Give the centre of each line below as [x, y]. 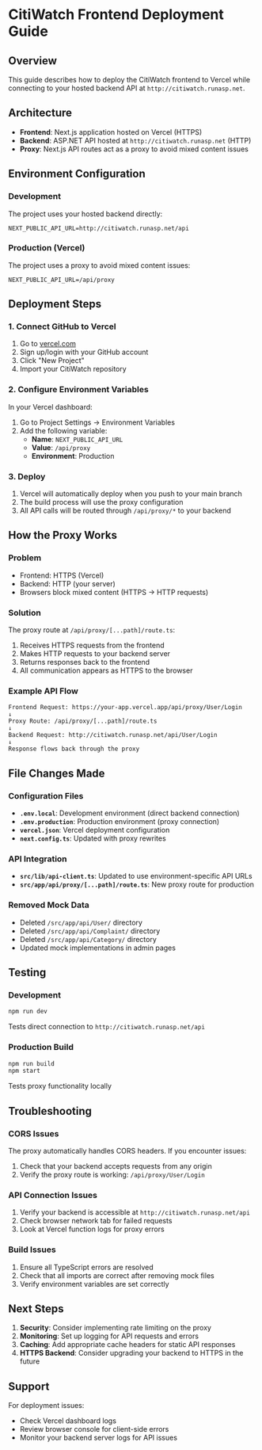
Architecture [40, 113]
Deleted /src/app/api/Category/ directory [88, 939]
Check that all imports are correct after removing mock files [117, 1275]
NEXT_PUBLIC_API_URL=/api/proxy [61, 280]
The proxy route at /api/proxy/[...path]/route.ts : [92, 630]
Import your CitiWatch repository [73, 369]
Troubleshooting [50, 1111]
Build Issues [32, 1250]
